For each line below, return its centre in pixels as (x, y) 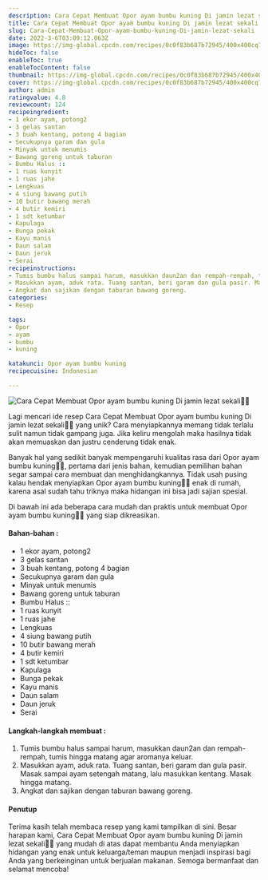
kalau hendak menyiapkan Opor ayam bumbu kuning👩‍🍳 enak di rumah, (125, 482)
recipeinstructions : (43, 268)
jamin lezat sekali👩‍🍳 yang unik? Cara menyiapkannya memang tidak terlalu (131, 425)
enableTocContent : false (49, 68)
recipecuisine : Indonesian (53, 371)
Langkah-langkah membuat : (57, 731)
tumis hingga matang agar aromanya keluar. (121, 757)
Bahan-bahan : (33, 533)
